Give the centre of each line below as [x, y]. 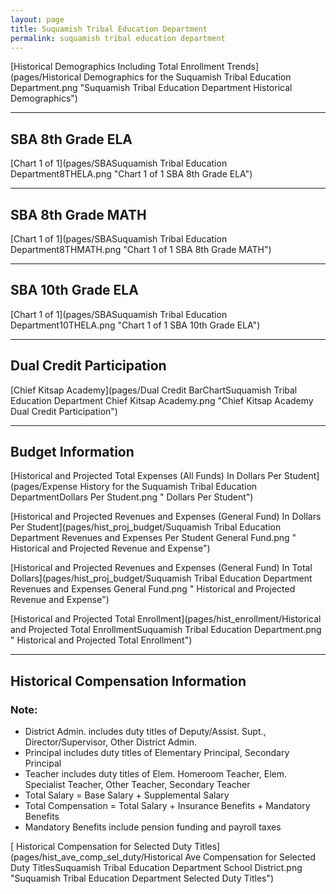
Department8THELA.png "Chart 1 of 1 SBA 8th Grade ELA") [131, 174]
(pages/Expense [44, 487]
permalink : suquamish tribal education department [118, 38]
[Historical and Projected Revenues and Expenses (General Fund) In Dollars [166, 517]
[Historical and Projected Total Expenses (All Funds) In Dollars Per [146, 476]
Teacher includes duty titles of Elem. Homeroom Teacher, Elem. [156, 774]
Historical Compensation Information [128, 681]
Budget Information [72, 452]
